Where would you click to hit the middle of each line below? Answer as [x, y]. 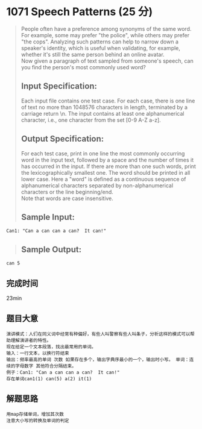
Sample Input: [48, 217]
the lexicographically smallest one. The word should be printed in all [106, 172]
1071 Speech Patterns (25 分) [80, 12]
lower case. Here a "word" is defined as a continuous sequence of [103, 179]
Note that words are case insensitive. [67, 198]
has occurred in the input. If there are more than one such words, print [108, 166]
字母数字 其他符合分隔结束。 [46, 366]
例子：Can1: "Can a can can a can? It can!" [63, 372]
